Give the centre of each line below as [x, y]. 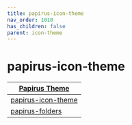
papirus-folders [36, 111]
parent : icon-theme [35, 33]
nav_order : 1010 [30, 20]
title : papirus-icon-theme [45, 13]
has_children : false [37, 26]
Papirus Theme [44, 89]
